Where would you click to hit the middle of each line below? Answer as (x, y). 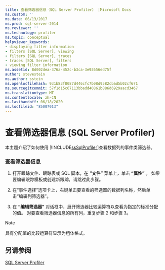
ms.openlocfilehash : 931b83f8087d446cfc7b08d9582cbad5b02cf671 (72, 83)
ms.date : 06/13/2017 (26, 19)
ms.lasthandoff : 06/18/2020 (34, 102)
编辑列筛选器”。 (35, 196)
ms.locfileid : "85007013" (32, 107)
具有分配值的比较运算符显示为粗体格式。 (46, 233)
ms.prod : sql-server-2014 (32, 24)
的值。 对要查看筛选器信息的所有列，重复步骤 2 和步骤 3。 (71, 213)
